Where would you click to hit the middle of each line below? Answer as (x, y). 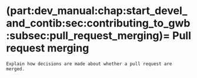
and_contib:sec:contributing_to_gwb (98, 23)
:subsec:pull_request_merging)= (88, 36)
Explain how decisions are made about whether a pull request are (89, 64)
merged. (16, 69)
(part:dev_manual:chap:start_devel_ (97, 11)
